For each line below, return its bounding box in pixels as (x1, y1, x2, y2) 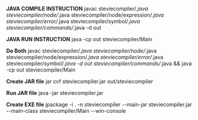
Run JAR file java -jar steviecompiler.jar (6, 90, 104, 96)
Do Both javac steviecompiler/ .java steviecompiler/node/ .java (6, 47, 157, 54)
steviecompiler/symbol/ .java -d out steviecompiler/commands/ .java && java (6, 60, 192, 67)
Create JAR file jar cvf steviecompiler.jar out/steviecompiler (6, 78, 153, 85)
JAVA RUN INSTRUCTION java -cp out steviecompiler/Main (6, 36, 153, 42)
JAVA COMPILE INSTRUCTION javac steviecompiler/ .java (6, 5, 148, 12)
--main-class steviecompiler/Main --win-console (6, 107, 126, 114)
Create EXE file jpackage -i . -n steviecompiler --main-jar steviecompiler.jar (6, 101, 193, 108)
